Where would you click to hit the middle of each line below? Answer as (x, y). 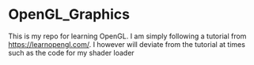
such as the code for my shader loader (71, 52)
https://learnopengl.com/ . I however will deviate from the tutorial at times (127, 44)
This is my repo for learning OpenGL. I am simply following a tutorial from (127, 36)
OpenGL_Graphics (69, 14)
